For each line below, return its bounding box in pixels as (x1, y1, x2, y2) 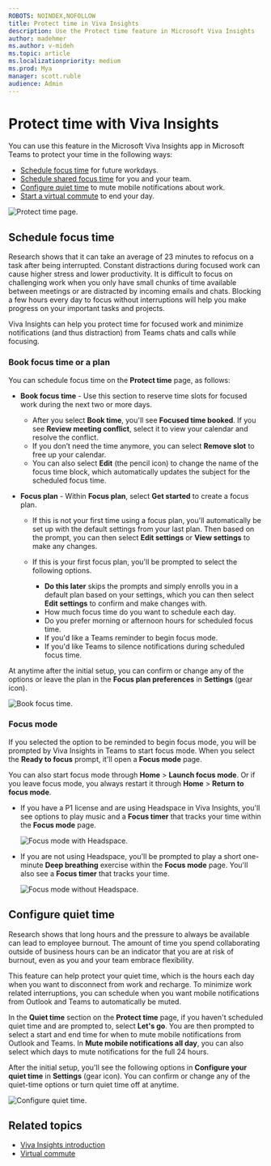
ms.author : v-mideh (8, 42, 74, 50)
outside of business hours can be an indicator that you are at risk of (8, 947, 235, 956)
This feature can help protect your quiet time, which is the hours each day (8, 971, 255, 981)
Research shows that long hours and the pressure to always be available (8, 929, 250, 939)
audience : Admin (8, 79, 63, 87)
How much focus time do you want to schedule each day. (44, 606, 236, 616)
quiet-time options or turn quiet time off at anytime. (8, 1079, 180, 1089)
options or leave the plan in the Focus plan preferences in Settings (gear (8, 674, 253, 684)
